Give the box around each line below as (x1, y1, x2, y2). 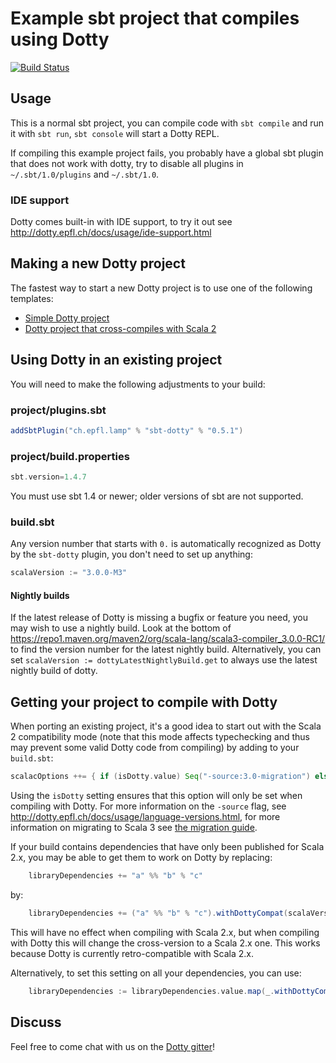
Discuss (10, 1014, 62, 1031)
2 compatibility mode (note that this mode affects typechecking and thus (10, 731, 310, 743)
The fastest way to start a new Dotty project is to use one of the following (10, 282, 313, 294)
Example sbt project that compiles (10, 7, 300, 30)
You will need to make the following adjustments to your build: (10, 378, 266, 390)
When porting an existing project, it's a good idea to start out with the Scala (10, 720, 322, 732)
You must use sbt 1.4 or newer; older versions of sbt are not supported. (10, 490, 304, 502)
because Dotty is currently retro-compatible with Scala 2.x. (10, 947, 255, 959)
